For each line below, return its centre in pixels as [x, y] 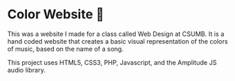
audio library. [27, 70]
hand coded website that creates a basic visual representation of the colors [118, 41]
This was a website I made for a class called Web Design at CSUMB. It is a [116, 34]
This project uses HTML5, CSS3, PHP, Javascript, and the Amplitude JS [112, 62]
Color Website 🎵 [56, 14]
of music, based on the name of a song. [66, 49]
